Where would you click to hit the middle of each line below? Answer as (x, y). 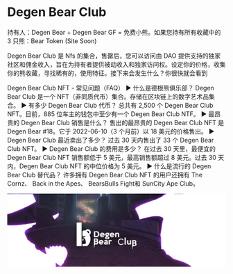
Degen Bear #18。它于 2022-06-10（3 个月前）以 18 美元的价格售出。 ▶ (111, 131)
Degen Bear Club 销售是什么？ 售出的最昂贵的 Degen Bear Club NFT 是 (122, 122)
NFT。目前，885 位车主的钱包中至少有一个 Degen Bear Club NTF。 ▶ (107, 114)
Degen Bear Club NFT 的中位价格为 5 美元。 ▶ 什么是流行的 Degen (115, 166)
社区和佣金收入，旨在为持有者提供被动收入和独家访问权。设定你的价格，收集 (116, 64)
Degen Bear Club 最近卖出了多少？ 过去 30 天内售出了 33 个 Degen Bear (111, 140)
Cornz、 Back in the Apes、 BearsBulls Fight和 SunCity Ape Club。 (103, 183)
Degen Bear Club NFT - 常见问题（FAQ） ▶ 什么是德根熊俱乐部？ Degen (111, 88)
